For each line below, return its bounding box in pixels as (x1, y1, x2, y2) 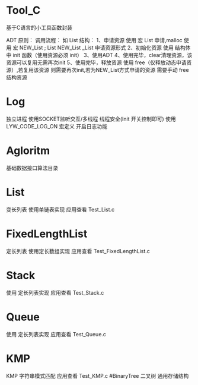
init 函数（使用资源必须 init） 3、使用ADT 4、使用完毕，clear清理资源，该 (12, 51, 193, 58)
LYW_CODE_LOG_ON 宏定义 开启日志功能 (6, 122, 108, 130)
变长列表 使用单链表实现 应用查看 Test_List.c (6, 206, 115, 213)
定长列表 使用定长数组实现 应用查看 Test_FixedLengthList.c (6, 247, 150, 254)
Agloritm (6, 144, 50, 157)
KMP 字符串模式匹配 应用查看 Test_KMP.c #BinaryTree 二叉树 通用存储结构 (6, 372, 189, 379)
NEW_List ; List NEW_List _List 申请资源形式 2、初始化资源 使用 (19, 44, 174, 51)
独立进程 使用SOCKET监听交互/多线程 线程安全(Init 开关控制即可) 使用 (6, 115, 176, 122)
